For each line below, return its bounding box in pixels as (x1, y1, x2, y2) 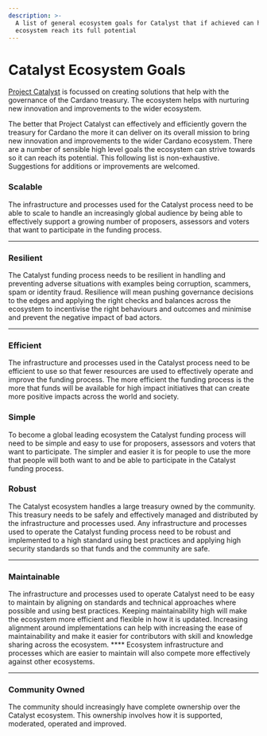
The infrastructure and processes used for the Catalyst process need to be (8, 200, 253, 209)
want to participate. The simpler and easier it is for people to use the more (8, 446, 251, 456)
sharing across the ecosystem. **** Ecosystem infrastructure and (8, 640, 224, 649)
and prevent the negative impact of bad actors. (8, 312, 162, 322)
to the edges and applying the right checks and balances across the (8, 295, 231, 305)
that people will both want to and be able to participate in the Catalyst (8, 455, 236, 465)
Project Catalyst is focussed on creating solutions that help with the (8, 87, 230, 96)
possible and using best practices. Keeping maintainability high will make (8, 606, 248, 616)
